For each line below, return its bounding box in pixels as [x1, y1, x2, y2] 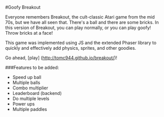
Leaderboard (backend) [12, 90, 62, 96]
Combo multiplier [12, 85, 49, 91]
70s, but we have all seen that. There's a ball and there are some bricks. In [5, 20, 159, 25]
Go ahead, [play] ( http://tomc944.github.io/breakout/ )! [5, 55, 118, 61]
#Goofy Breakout [5, 5, 41, 10]
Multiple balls [12, 80, 41, 85]
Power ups [12, 101, 35, 107]
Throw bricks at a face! [5, 30, 53, 36]
